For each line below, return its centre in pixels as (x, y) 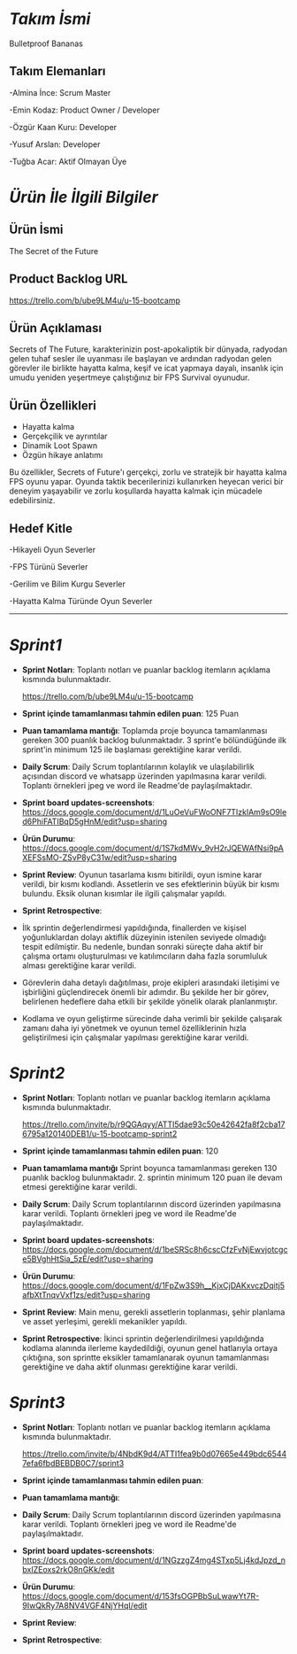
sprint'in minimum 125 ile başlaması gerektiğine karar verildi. (132, 749)
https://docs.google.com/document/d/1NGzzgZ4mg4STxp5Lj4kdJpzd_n (153, 1560)
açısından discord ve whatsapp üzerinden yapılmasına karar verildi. (144, 776)
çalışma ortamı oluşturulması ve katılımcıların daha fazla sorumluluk (145, 956)
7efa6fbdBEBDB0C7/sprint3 (73, 1463)
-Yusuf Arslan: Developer (55, 144)
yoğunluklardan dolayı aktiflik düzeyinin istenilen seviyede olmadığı (144, 937)
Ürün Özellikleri (53, 405)
